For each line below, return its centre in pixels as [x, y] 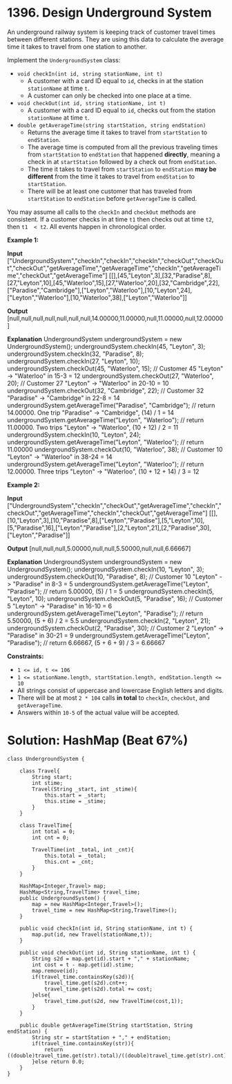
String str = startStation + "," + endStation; [101, 1037]
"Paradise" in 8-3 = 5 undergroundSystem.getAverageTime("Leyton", [111, 584]
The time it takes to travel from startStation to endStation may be [122, 169]
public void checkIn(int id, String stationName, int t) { [106, 928]
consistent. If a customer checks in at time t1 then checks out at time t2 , [110, 219]
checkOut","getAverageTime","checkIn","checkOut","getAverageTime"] [107, 513]
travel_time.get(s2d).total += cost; [98, 989]
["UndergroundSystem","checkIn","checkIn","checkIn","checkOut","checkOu [115, 260]
